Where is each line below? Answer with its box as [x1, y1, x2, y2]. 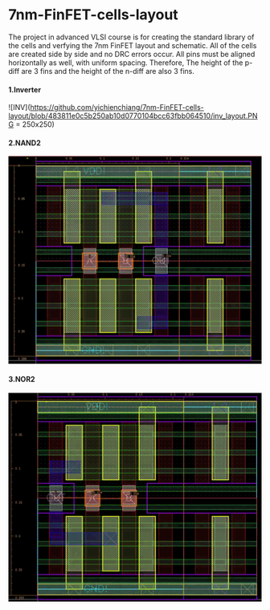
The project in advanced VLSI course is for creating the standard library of [8, 32, 255, 42]
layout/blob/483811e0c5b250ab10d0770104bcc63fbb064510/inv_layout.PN [8, 111, 258, 121]
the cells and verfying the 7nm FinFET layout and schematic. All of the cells [8, 40, 257, 50]
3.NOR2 [8, 375, 35, 384]
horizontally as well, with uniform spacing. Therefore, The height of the [8, 58, 243, 67]
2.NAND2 [8, 138, 42, 148]
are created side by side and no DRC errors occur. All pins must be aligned [8, 49, 256, 59]
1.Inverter [8, 84, 42, 94]
